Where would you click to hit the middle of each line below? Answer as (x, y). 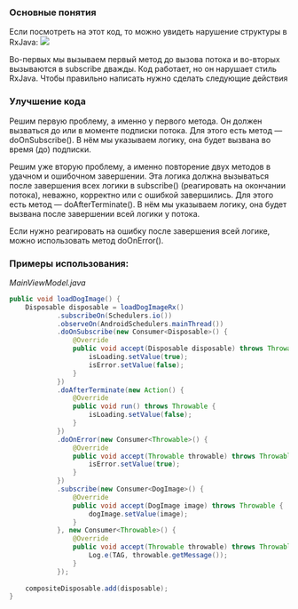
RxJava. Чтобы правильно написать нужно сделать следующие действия (149, 78)
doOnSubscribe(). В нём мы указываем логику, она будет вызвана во (140, 140)
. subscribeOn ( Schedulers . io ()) (114, 316)
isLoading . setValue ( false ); (140, 415)
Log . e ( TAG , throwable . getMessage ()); (158, 556)
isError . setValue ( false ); (136, 365)
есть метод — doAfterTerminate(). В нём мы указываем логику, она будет (148, 204)
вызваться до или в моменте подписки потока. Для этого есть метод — (146, 130)
